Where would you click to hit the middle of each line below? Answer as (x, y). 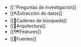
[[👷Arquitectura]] (28, 26)
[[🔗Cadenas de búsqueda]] (38, 20)
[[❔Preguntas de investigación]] (43, 7)
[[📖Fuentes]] (23, 39)
